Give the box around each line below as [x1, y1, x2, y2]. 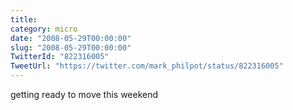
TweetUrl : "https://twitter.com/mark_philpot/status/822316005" [10, 61, 284, 71]
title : [10, 14, 38, 25]
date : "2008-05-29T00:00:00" [10, 33, 132, 43]
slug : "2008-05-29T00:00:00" [10, 42, 132, 53]
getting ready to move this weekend [10, 89, 159, 100]
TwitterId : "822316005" [10, 52, 110, 62]
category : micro [10, 24, 78, 34]
